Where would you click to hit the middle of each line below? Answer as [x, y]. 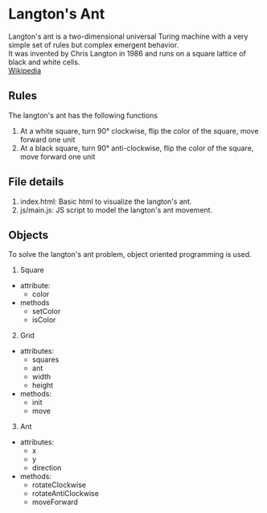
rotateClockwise [59, 485]
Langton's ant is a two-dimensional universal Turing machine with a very [128, 36]
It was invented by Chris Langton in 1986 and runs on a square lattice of [127, 53]
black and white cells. [44, 62]
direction [47, 468]
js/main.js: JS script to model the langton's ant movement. [116, 209]
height [43, 385]
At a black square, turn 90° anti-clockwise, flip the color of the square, [137, 148]
